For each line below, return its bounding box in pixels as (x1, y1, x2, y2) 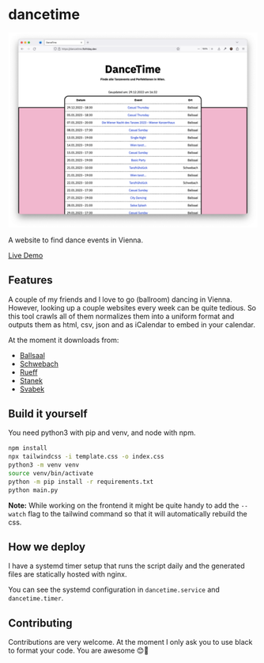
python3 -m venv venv (8, 461, 80, 469)
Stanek (19, 375, 43, 385)
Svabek (19, 384, 45, 394)
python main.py (8, 486, 58, 494)
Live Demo (8, 250, 43, 260)
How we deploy (8, 540, 85, 554)
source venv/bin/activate (8, 469, 93, 477)
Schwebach (19, 359, 59, 368)
